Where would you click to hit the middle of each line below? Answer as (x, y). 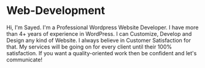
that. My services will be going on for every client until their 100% (89, 47)
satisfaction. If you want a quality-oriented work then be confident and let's (102, 53)
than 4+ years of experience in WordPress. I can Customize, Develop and (99, 33)
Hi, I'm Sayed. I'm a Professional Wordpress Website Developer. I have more (102, 27)
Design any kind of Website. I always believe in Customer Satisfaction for (99, 40)
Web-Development (56, 11)
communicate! (25, 59)
